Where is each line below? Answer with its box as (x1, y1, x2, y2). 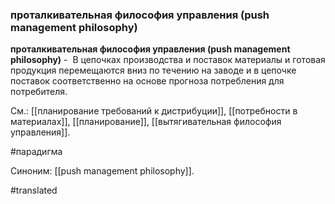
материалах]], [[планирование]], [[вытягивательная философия (10, 116, 282, 128)
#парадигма (10, 146, 63, 158)
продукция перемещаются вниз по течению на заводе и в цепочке (10, 64, 297, 77)
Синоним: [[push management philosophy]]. (10, 165, 195, 177)
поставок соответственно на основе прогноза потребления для (10, 75, 285, 87)
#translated (10, 184, 58, 197)
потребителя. (10, 86, 68, 98)
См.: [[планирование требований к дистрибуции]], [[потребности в (10, 105, 298, 117)
